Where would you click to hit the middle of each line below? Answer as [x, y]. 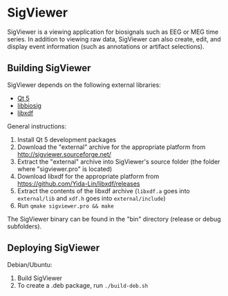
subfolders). [25, 226]
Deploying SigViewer [54, 248]
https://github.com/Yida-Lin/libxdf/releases [78, 184]
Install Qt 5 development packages [66, 139]
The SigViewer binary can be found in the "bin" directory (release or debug [114, 219]
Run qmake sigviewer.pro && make [65, 206]
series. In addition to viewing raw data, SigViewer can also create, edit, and [114, 39]
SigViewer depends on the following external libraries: [84, 85]
